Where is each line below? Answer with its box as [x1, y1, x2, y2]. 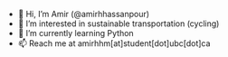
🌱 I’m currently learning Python [17, 28, 134, 38]
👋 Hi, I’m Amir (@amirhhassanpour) [17, 9, 150, 19]
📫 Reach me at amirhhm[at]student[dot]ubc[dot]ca [17, 38, 211, 49]
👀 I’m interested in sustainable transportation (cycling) [17, 18, 220, 29]
